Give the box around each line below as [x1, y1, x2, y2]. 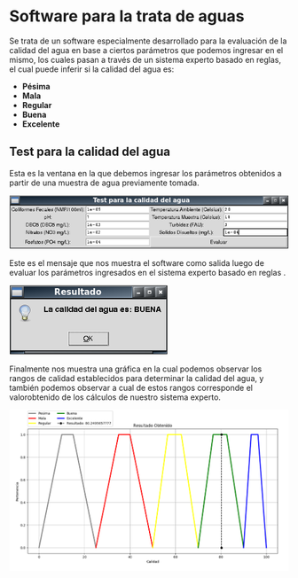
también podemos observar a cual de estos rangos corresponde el [9, 382, 253, 393]
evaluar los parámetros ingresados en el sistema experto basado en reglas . [9, 267, 286, 277]
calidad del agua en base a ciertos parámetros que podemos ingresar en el [9, 44, 284, 55]
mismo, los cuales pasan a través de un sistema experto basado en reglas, [9, 54, 282, 65]
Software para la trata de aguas [9, 6, 246, 27]
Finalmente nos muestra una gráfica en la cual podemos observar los [9, 363, 263, 374]
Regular [21, 99, 52, 110]
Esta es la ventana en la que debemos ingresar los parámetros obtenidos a [9, 168, 282, 178]
